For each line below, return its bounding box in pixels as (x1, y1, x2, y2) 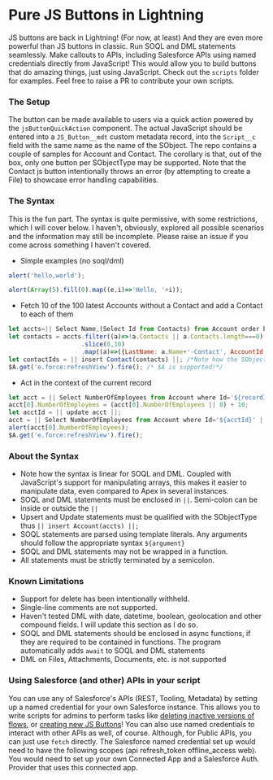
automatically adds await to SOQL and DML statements (19, 646, 206, 656)
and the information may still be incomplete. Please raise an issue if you (8, 231, 249, 241)
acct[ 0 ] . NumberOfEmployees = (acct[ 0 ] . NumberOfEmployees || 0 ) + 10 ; (8, 401, 249, 409)
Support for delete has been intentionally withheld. (19, 594, 190, 604)
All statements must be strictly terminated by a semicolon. (19, 556, 215, 565)
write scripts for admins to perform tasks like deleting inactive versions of (8, 710, 255, 721)
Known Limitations (8, 576, 84, 586)
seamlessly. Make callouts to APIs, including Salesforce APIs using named (8, 50, 257, 59)
